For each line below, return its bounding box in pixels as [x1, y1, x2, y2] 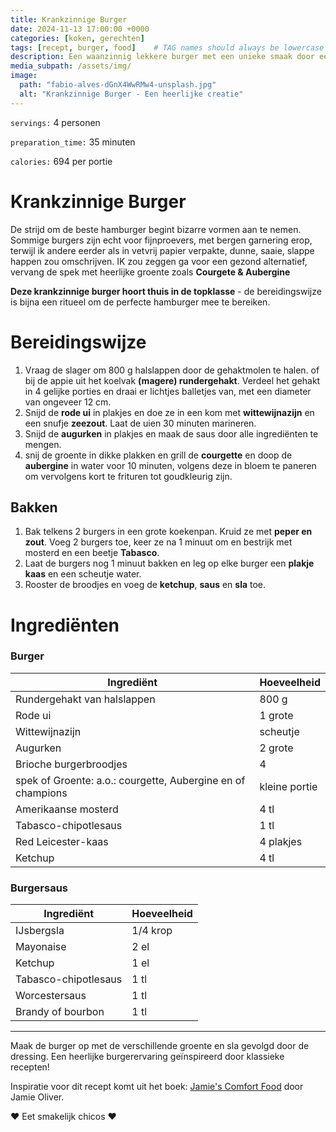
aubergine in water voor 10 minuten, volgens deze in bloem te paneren [24, 459, 317, 471]
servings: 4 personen [10, 116, 101, 128]
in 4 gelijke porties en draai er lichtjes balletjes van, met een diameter [24, 385, 312, 397]
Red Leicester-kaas [15, 834, 109, 848]
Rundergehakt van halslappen [15, 692, 156, 706]
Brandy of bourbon [15, 1005, 105, 1019]
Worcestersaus [15, 989, 87, 1003]
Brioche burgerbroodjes [15, 757, 128, 771]
